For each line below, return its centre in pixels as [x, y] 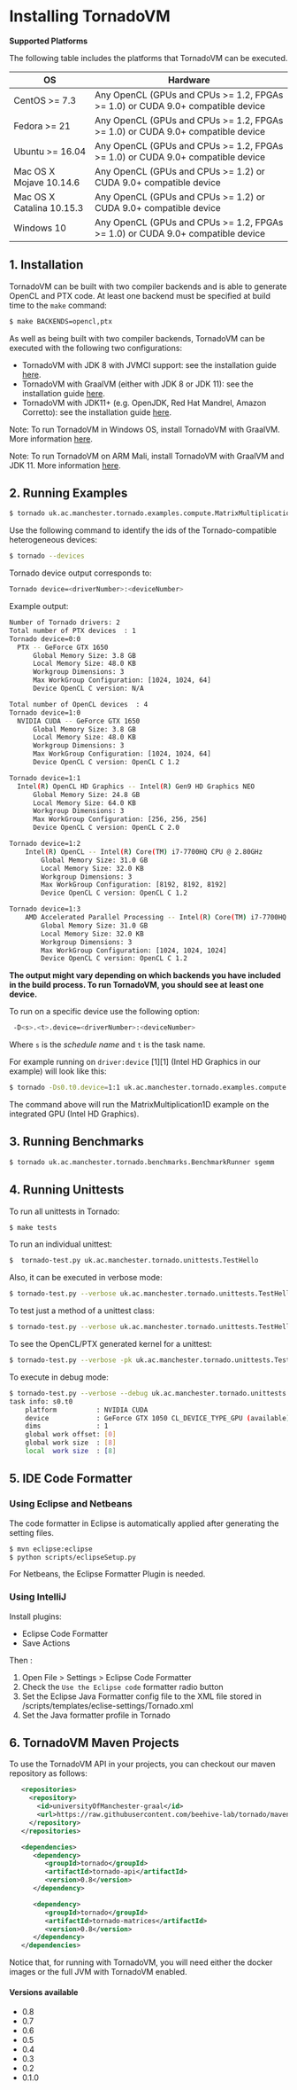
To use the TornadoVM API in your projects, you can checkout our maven [142, 1764]
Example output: [39, 607]
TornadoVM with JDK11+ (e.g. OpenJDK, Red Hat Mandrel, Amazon [144, 403]
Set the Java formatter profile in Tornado [96, 1715]
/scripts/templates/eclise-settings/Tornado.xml [107, 1705]
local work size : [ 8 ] [71, 1452]
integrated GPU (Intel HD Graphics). [74, 1114]
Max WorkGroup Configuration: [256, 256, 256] [120, 819]
